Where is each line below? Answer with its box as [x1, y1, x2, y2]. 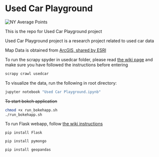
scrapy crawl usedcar [5, 71, 49, 76]
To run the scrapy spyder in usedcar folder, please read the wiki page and [5, 56, 153, 62]
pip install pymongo [5, 139, 47, 144]
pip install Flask [5, 130, 42, 135]
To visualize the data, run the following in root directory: [5, 80, 117, 86]
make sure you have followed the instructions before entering [5, 62, 128, 68]
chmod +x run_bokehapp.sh [5, 107, 57, 112]
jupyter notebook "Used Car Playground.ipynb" [5, 89, 101, 94]
